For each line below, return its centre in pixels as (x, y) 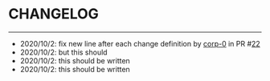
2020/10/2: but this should (63, 52)
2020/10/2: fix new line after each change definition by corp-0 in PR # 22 (140, 43)
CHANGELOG (53, 14)
